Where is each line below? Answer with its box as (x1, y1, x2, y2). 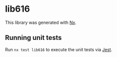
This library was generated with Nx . (5, 19, 77, 25)
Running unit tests (5, 34, 62, 42)
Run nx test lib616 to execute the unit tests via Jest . (5, 46, 113, 52)
